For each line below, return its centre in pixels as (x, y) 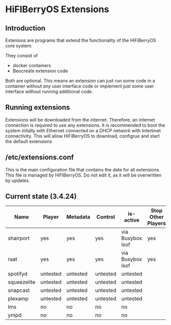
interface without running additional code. (49, 92)
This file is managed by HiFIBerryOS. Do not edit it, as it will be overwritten (83, 175)
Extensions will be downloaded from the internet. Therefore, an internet (80, 120)
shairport (19, 239)
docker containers (32, 65)
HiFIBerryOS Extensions (57, 9)
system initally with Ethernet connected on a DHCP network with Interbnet (83, 130)
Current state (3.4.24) (41, 197)
